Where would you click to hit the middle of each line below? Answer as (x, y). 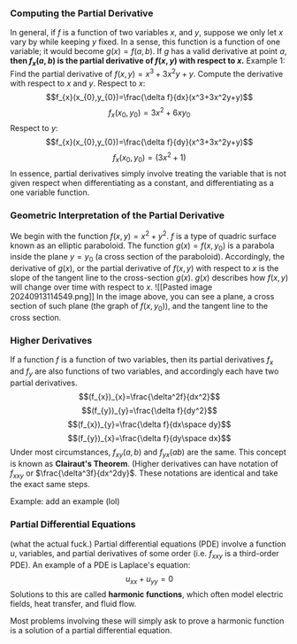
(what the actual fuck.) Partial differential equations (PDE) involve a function (148, 544)
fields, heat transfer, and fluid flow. (73, 604)
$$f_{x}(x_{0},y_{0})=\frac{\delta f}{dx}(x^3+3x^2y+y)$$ (149, 97)
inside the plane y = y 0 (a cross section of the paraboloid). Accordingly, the (148, 258)
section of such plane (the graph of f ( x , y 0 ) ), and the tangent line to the (139, 306)
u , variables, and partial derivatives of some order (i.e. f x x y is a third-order (145, 554)
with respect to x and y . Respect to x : (78, 83)
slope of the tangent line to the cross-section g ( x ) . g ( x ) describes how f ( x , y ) (149, 278)
